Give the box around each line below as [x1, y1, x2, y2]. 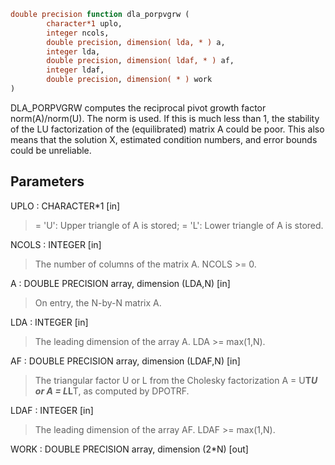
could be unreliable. [10, 144, 92, 156]
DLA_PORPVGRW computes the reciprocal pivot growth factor [10, 101, 267, 114]
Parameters [10, 173, 85, 190]
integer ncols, [46, 28, 110, 38]
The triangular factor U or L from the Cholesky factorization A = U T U [34, 374, 318, 386]
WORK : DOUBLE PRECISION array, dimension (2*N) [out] [10, 443, 249, 455]
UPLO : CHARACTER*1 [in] [10, 200, 121, 212]
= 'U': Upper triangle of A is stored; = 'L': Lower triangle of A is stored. [34, 219, 324, 231]
